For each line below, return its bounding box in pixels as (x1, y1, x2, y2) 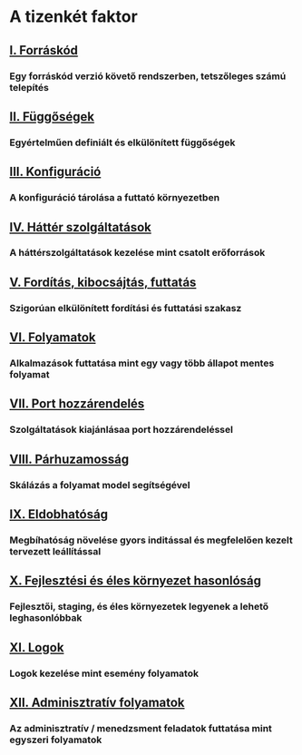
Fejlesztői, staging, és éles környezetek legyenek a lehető (9, 601, 269, 613)
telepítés (9, 81, 50, 93)
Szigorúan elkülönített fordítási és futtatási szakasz (9, 301, 242, 314)
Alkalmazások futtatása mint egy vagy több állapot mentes (9, 357, 275, 369)
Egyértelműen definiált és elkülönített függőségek (9, 136, 236, 149)
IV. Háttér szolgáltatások (9, 220, 151, 235)
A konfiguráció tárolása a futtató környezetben (9, 191, 220, 204)
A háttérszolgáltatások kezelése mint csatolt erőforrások (9, 247, 266, 260)
